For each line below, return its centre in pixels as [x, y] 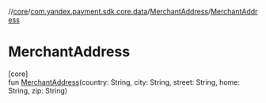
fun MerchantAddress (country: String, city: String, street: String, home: [124, 82]
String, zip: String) [38, 90]
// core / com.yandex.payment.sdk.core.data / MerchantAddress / [110, 11]
